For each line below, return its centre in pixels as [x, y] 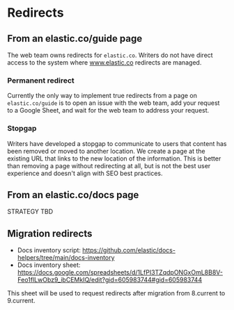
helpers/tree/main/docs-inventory [66, 258]
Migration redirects [50, 233]
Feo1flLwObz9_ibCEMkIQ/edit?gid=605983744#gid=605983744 [110, 280]
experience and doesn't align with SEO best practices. [85, 173]
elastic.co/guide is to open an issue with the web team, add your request [114, 103]
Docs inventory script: [49, 250]
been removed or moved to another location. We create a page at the [106, 151]
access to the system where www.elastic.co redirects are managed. [104, 63]
